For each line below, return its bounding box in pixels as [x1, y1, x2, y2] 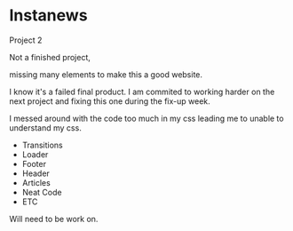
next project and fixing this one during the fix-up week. [9, 95, 210, 107]
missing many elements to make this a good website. [9, 68, 202, 80]
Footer [21, 158, 47, 169]
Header [21, 168, 51, 179]
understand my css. [9, 122, 82, 133]
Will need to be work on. [9, 213, 99, 224]
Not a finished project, [9, 52, 91, 62]
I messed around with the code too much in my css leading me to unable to [9, 113, 284, 123]
